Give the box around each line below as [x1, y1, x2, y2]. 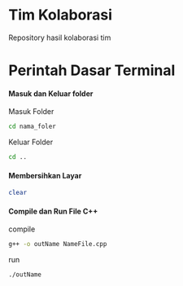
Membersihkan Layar [8, 170, 82, 180]
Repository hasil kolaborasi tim [8, 33, 111, 42]
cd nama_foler [8, 122, 57, 131]
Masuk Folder [8, 107, 54, 117]
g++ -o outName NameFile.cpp [8, 240, 107, 249]
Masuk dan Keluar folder [8, 88, 94, 99]
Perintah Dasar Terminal [8, 61, 176, 80]
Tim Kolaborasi [8, 6, 112, 24]
